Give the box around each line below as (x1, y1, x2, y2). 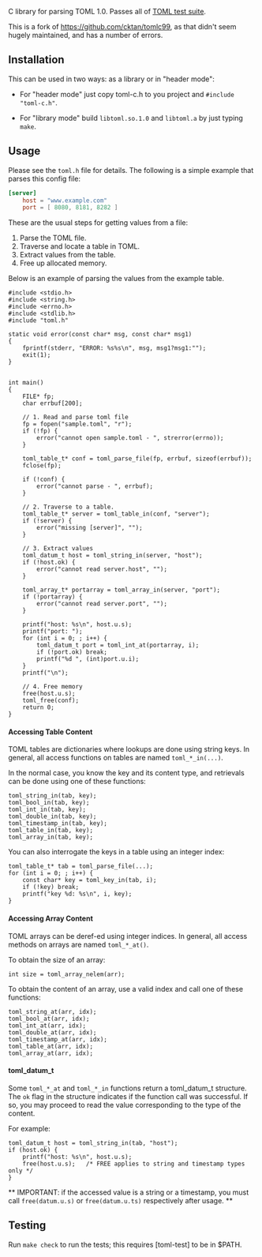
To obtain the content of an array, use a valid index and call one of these (8, 984, 243, 993)
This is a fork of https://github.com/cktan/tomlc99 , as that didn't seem (8, 22, 237, 31)
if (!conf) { (22, 475, 65, 484)
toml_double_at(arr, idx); (8, 1028, 97, 1037)
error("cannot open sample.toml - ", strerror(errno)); (36, 434, 224, 442)
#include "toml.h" (8, 317, 69, 325)
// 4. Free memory (22, 683, 83, 691)
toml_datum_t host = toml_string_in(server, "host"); (22, 552, 203, 560)
